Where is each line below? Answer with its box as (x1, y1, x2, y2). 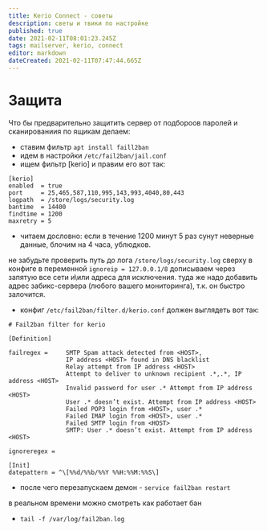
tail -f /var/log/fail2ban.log (19, 515, 125, 523)
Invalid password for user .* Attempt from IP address (65, 384, 253, 392)
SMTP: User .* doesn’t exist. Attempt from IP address (65, 426, 253, 434)
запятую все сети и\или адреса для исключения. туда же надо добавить (8, 272, 258, 282)
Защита (8, 92, 63, 109)
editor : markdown (8, 49, 67, 57)
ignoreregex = (8, 447, 56, 455)
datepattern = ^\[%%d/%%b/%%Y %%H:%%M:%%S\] (8, 468, 160, 476)
